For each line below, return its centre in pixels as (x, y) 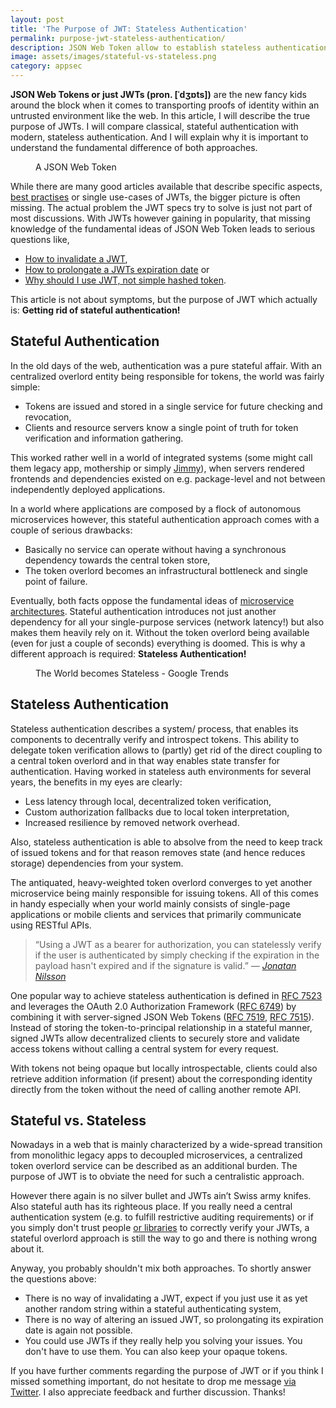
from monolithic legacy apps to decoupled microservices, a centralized (156, 1155)
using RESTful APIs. (51, 925)
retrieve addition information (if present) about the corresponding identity (161, 1078)
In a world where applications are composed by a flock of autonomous (156, 508)
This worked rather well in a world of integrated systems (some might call (161, 457)
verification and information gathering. (104, 438)
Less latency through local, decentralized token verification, (148, 801)
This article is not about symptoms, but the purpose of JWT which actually (164, 299)
